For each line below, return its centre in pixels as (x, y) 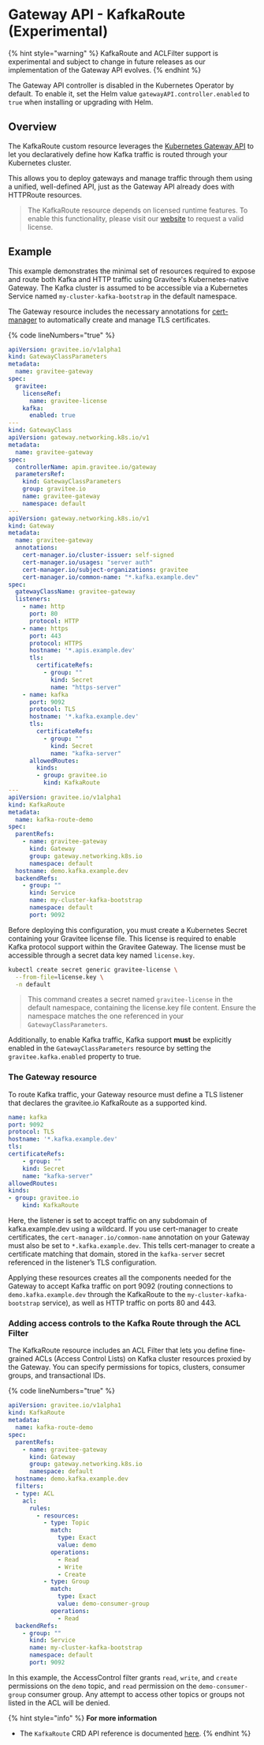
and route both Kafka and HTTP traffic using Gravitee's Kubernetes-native (129, 279)
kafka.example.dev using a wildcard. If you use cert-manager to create (123, 1229)
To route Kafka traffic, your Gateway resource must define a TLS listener (126, 1094)
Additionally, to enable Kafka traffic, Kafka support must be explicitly (120, 1040)
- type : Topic (66, 1523)
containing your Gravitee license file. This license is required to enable (122, 938)
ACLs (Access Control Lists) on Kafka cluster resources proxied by (143, 1359)
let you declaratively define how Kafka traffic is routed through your (118, 154)
